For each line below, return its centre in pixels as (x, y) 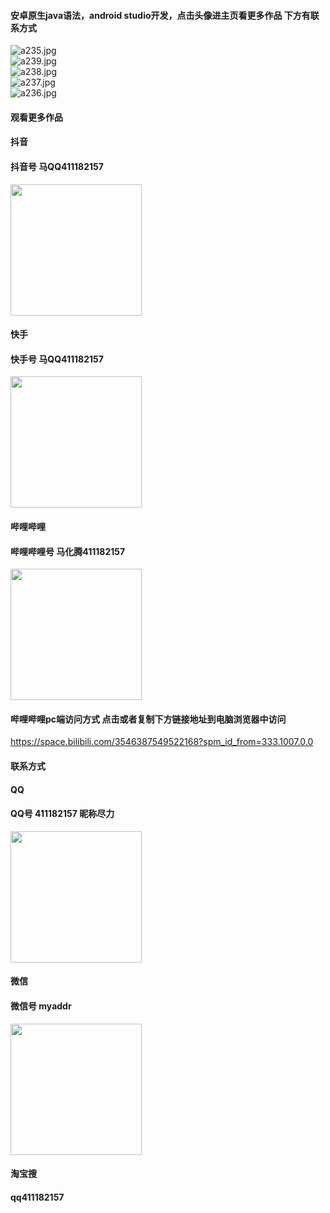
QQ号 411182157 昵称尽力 (62, 814)
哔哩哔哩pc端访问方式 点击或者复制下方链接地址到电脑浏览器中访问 (148, 719)
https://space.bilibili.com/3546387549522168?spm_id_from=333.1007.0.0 (162, 742)
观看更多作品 (36, 117)
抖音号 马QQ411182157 (57, 166)
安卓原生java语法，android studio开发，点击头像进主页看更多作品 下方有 (160, 15)
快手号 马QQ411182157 (57, 359)
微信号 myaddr (41, 1006)
